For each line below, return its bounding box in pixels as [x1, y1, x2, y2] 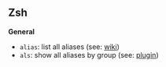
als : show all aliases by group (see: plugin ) [19, 50, 159, 59]
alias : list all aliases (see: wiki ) [19, 42, 120, 51]
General [8, 26, 35, 36]
